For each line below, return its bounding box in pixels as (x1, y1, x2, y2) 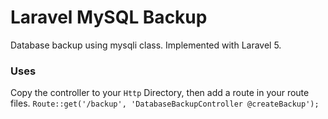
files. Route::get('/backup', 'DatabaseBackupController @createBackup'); (10, 97, 320, 110)
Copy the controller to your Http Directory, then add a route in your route (10, 87, 310, 99)
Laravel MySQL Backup (10, 6, 208, 29)
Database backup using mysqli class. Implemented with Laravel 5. (10, 39, 282, 51)
